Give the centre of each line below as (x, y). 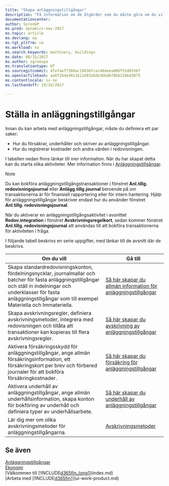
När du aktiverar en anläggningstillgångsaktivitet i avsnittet (66, 214)
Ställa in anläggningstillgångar (70, 114)
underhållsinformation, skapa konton (51, 399)
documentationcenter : (28, 19)
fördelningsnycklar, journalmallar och (52, 273)
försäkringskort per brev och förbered (52, 365)
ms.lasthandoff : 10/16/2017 (35, 85)
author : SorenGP (22, 24)
